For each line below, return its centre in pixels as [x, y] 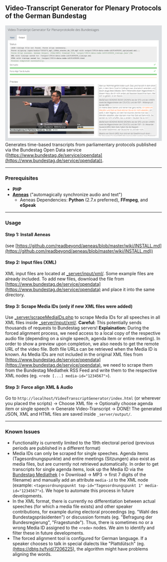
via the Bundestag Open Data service [43, 150]
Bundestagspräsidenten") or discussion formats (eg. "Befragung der [83, 517]
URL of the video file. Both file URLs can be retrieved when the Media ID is [81, 349]
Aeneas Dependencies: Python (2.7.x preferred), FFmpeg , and [84, 200]
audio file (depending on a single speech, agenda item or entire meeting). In [83, 339]
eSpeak [28, 205]
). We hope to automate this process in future [88, 490]
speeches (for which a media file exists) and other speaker [73, 506]
